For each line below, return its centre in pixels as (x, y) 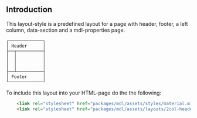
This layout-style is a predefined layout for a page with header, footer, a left (97, 23)
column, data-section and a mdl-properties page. (66, 30)
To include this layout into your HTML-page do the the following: (84, 93)
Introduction (29, 10)
